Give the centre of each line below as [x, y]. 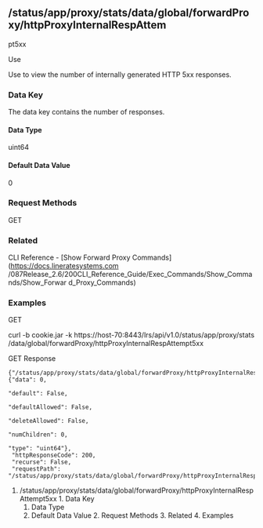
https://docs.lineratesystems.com [65, 266]
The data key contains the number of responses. [86, 112]
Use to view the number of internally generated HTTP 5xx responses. [120, 75]
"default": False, [38, 394]
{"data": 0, [27, 380]
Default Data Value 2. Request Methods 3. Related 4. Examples [132, 515]
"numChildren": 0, [38, 435]
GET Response [32, 359]
